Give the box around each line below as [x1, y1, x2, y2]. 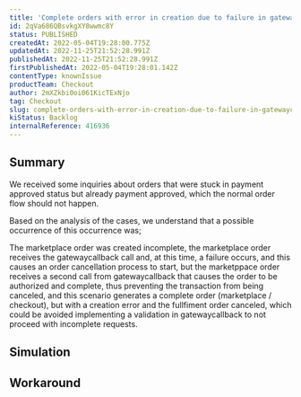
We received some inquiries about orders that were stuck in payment [9, 179, 264, 190]
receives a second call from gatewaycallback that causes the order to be [9, 270, 278, 281]
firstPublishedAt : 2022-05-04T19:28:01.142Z [9, 64, 178, 73]
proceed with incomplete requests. [9, 318, 138, 329]
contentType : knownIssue [9, 72, 102, 81]
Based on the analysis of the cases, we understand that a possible [9, 215, 254, 225]
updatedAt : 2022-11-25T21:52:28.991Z [9, 47, 150, 56]
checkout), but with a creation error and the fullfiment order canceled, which [9, 299, 292, 310]
